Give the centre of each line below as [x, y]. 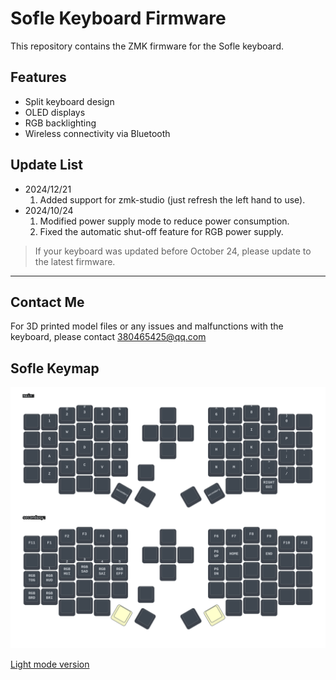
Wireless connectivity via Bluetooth [97, 133]
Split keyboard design [69, 101]
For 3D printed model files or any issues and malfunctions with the [147, 326]
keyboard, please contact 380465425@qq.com [108, 337]
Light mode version [50, 664]
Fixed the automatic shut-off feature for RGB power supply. [161, 231]
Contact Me [47, 302]
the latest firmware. [75, 261]
